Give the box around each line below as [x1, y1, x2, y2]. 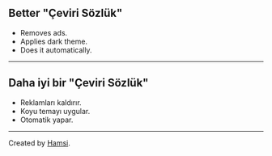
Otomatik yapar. [19, 115, 74, 124]
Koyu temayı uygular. [19, 106, 91, 116]
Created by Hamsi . [8, 137, 71, 148]
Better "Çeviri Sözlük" [8, 6, 123, 20]
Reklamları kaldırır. [19, 97, 83, 108]
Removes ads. [19, 27, 68, 37]
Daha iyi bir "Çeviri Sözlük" [8, 76, 149, 90]
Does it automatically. [19, 44, 92, 55]
